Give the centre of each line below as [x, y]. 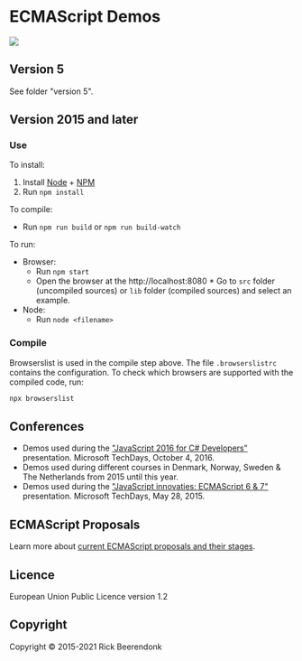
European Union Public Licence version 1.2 [89, 597]
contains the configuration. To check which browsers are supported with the [151, 372]
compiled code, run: [46, 382]
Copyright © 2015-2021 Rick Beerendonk [86, 647]
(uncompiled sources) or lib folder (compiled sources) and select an [164, 291]
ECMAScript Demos [85, 17]
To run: [23, 245]
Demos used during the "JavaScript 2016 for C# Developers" [135, 448]
